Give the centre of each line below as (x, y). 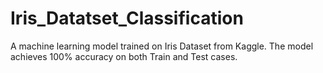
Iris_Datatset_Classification (127, 18)
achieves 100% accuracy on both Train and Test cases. (124, 56)
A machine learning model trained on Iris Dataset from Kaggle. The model (162, 46)
